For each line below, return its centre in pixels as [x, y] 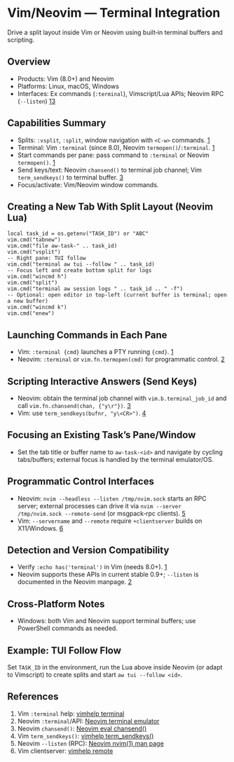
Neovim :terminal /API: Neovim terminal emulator [88, 721]
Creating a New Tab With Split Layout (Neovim [110, 206]
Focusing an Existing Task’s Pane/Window [102, 435]
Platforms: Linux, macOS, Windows [68, 86]
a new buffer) [28, 301]
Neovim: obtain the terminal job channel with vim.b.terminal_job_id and [122, 398]
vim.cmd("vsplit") [34, 252]
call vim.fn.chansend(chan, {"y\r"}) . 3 [74, 406]
